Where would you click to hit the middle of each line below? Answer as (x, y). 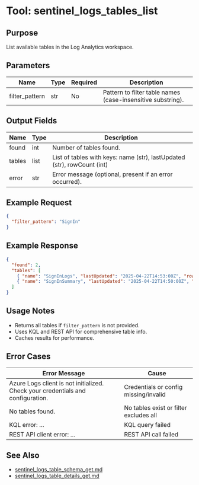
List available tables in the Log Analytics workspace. (70, 47)
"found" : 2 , (26, 265)
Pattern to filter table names (142, 92)
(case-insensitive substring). (143, 100)
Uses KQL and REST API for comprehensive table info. (81, 331)
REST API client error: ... (42, 434)
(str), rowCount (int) (80, 164)
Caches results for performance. (54, 338)
